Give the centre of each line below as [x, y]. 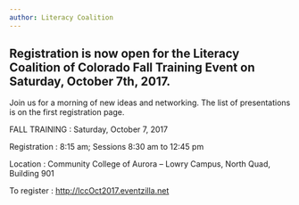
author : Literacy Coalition [62, 17]
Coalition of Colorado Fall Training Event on [132, 68]
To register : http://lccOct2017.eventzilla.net [89, 191]
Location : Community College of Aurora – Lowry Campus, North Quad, [140, 164]
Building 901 [32, 174]
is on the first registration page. [67, 112]
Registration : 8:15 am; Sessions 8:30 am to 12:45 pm [107, 147]
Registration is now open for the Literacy [125, 54]
